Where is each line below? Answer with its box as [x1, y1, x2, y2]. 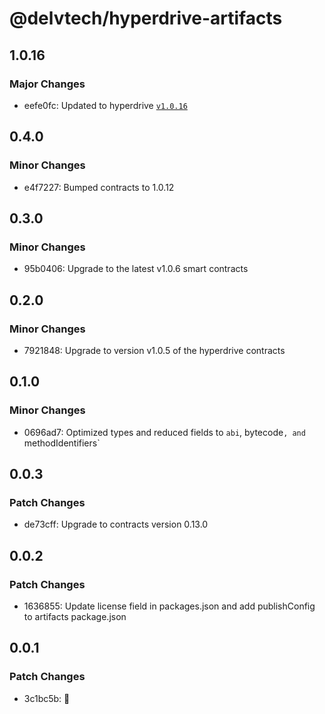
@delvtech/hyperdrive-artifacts [9, 7, 283, 30]
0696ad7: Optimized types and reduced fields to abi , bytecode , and [23, 426, 306, 438]
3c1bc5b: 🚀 [23, 692, 71, 704]
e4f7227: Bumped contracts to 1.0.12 [23, 181, 175, 193]
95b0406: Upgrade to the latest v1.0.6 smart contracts [23, 263, 249, 275]
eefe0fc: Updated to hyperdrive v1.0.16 [23, 99, 188, 111]
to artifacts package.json [23, 611, 127, 622]
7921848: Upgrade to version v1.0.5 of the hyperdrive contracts [23, 344, 286, 356]
